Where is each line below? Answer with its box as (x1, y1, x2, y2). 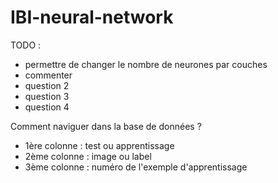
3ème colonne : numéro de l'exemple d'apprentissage (24, 161, 248, 173)
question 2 (24, 79, 70, 91)
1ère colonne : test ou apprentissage (24, 139, 175, 151)
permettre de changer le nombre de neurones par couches (24, 58, 268, 70)
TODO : (10, 39, 42, 51)
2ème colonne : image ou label (24, 150, 152, 162)
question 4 (24, 101, 70, 113)
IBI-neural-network (10, 6, 174, 29)
